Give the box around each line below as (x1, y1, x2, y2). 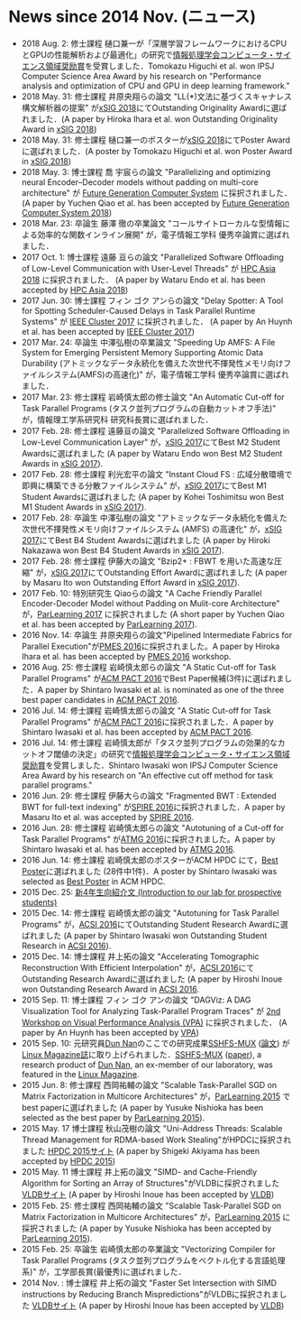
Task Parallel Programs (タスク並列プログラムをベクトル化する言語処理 (21, 1254, 286, 1266)
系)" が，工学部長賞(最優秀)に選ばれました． (21, 1266, 187, 1277)
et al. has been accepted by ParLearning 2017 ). (21, 618, 197, 630)
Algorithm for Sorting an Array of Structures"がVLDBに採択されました (21, 1177, 280, 1188)
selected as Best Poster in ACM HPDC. (21, 875, 166, 887)
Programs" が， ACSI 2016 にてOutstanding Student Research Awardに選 (21, 918, 289, 929)
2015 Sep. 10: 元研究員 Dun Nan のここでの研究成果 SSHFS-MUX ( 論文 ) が (21, 1038, 290, 1048)
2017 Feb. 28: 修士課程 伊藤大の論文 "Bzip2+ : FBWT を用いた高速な (21, 555, 275, 567)
